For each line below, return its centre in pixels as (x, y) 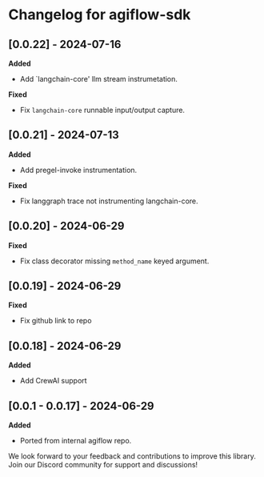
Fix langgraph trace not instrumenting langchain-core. (109, 201)
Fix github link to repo (56, 321)
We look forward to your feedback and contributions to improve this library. (132, 456)
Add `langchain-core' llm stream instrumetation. (99, 79)
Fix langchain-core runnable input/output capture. (102, 110)
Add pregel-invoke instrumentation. (78, 170)
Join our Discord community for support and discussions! (103, 465)
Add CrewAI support (53, 381)
